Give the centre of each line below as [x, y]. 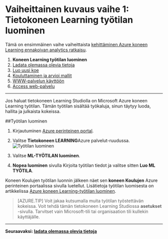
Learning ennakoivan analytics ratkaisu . [46, 50]
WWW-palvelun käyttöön [38, 81]
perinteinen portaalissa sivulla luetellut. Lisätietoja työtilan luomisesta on [79, 186]
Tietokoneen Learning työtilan [69, 20]
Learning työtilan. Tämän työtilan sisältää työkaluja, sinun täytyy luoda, [78, 106]
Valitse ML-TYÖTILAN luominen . [46, 155]
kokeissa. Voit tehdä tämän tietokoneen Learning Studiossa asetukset [89, 206]
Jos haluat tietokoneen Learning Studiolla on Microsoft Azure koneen [76, 100]
